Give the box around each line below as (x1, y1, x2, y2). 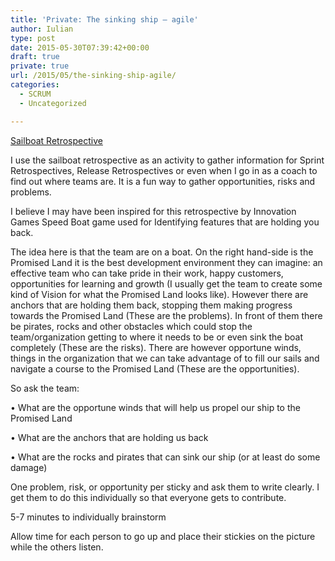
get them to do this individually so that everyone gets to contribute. (10, 491, 287, 503)
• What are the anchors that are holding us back (10, 431, 209, 443)
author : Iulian (10, 24, 74, 34)
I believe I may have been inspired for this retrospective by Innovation (10, 205, 297, 217)
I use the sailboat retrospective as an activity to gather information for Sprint (10, 154, 325, 166)
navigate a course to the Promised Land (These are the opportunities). (10, 362, 300, 375)
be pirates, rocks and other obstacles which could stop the (10, 320, 253, 332)
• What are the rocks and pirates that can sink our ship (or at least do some (10, 451, 321, 463)
